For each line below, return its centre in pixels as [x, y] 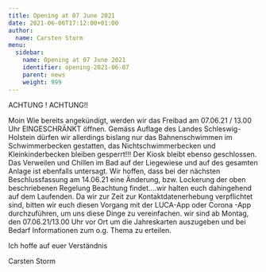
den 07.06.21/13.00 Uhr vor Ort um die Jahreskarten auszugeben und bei [127, 221]
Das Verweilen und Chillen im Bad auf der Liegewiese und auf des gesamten [133, 162]
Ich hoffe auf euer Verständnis [58, 245]
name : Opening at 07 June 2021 [74, 60]
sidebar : [30, 52]
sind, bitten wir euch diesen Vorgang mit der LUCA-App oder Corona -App [130, 204]
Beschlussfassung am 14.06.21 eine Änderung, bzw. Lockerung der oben [127, 179]
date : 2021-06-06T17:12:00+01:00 [64, 23]
